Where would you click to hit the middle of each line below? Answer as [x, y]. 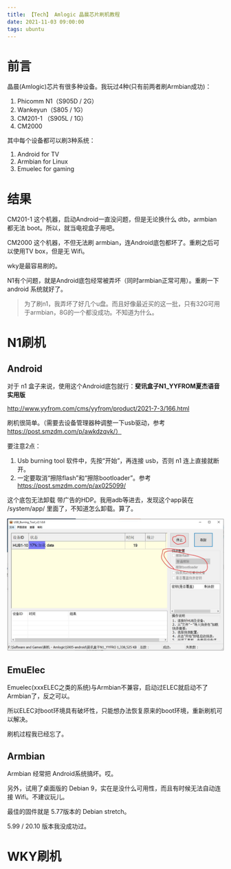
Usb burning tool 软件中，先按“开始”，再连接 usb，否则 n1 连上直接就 [115, 461]
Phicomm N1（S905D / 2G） [57, 101]
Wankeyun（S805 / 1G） [52, 110]
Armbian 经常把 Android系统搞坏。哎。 [62, 774]
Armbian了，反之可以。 [40, 696]
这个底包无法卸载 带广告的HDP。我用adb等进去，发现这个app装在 [100, 500]
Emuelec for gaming [45, 169]
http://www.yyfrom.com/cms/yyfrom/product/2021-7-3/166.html [98, 409]
